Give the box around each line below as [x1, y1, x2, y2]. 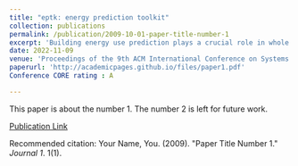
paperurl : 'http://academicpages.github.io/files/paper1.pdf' [9, 63, 245, 72]
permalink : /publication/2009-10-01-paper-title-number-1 [9, 29, 229, 38]
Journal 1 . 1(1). [9, 147, 62, 158]
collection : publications [9, 21, 105, 30]
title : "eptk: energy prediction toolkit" [9, 12, 170, 22]
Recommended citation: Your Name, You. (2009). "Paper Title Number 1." [9, 137, 278, 148]
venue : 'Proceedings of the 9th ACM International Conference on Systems [9, 54, 290, 63]
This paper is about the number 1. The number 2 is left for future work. [9, 104, 269, 114]
